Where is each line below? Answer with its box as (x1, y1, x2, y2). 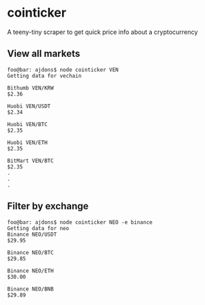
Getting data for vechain (7, 72, 81, 79)
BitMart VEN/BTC (7, 157, 54, 164)
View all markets (7, 48, 81, 60)
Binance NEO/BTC (7, 249, 54, 256)
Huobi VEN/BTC (7, 121, 48, 128)
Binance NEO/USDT (7, 231, 57, 238)
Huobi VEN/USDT (7, 103, 51, 110)
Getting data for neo (7, 225, 70, 232)
